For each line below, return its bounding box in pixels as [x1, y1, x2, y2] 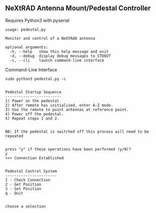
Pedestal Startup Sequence [5, 89, 62, 94]
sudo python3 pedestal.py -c [5, 76, 66, 81]
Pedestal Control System [5, 168, 57, 174]
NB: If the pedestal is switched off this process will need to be [5, 129, 149, 134]
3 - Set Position [5, 186, 42, 191]
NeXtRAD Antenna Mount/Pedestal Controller [5, 4, 151, 13]
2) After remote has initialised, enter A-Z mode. [5, 102, 113, 108]
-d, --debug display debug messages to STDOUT [10, 53, 111, 58]
